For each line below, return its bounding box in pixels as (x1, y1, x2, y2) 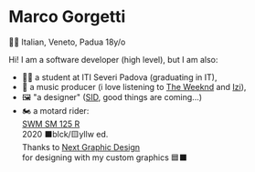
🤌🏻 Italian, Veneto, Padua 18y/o (8, 36, 126, 47)
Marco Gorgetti (8, 6, 126, 27)
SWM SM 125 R (21, 118, 80, 129)
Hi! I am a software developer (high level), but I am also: (8, 54, 218, 65)
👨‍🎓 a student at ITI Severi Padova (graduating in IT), (21, 71, 218, 83)
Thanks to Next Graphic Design (21, 141, 141, 152)
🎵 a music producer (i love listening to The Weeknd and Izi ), (21, 81, 247, 92)
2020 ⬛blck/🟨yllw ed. (21, 128, 109, 139)
